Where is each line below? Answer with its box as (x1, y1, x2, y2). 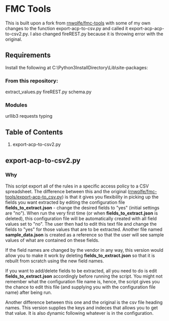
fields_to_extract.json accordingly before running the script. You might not (5, 273, 163, 279)
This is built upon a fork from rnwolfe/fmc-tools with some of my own (5, 20, 151, 26)
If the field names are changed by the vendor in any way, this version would (5, 247, 163, 253)
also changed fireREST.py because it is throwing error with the (32, 31, 163, 37)
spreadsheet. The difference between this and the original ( (5, 188, 129, 194)
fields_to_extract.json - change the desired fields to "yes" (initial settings (5, 204, 160, 210)
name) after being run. (5, 289, 52, 296)
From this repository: (5, 77, 58, 84)
